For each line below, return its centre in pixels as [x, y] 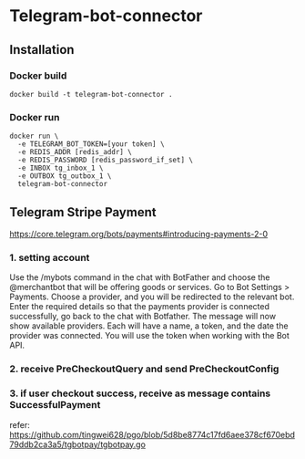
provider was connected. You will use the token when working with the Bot [149, 336]
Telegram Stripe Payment [83, 212]
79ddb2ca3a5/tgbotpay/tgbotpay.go [77, 444]
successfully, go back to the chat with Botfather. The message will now [142, 317]
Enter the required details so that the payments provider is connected [140, 307]
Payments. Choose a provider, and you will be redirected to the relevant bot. [152, 297]
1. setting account [50, 257]
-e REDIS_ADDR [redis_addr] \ [75, 152]
